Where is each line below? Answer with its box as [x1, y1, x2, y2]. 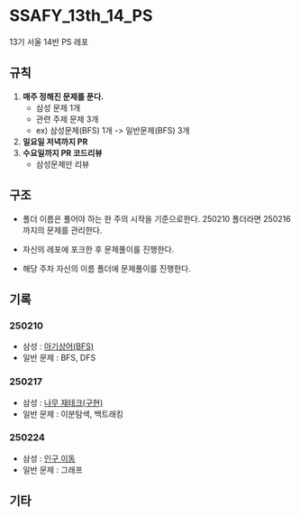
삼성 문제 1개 [35, 102, 81, 113]
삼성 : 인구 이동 [22, 453, 76, 464]
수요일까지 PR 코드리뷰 [22, 147, 103, 158]
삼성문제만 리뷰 [35, 159, 90, 170]
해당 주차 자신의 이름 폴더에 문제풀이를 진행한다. [22, 263, 191, 273]
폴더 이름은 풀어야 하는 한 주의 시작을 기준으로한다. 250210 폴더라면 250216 [22, 213, 291, 224]
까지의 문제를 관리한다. [22, 225, 103, 235]
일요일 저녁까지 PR [22, 136, 88, 147]
